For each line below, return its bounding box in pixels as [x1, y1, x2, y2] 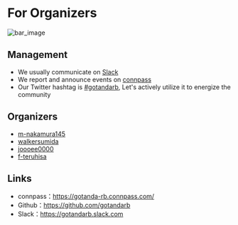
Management [7, 49, 68, 61]
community [17, 90, 51, 98]
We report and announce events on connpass [17, 75, 151, 83]
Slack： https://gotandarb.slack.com [17, 210, 124, 219]
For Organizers [7, 5, 97, 21]
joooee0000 [17, 144, 55, 153]
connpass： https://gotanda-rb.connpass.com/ [17, 192, 155, 201]
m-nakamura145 [17, 129, 66, 138]
